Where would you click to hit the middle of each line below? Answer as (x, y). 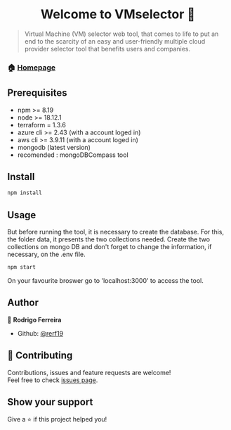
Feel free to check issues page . (53, 380)
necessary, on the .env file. (46, 254)
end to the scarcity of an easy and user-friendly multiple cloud (115, 41)
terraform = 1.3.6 (42, 125)
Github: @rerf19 (40, 333)
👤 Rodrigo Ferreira (34, 320)
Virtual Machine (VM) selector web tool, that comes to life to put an (121, 34)
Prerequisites (37, 93)
